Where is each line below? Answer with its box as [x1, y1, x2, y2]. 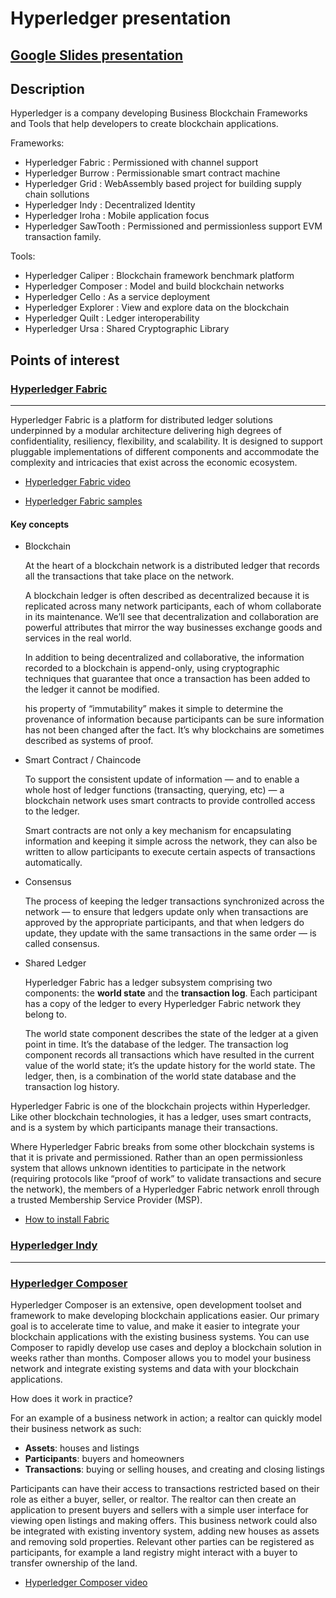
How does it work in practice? [10, 1392, 133, 1404]
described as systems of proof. [24, 735, 154, 747]
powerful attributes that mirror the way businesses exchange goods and [24, 622, 323, 634]
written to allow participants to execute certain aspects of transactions [24, 846, 316, 858]
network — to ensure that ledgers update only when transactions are [24, 906, 309, 918]
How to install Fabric [24, 1213, 110, 1226]
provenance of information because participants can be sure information [24, 713, 325, 726]
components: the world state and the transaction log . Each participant [24, 987, 318, 999]
